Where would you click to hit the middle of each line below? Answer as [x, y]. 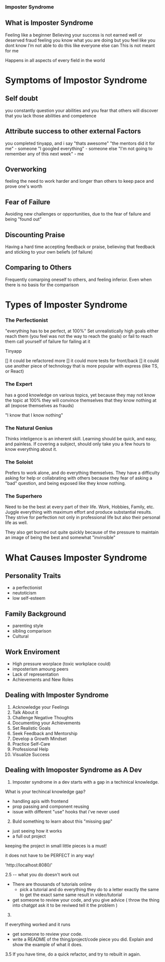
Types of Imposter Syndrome [66, 304]
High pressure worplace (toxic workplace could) [61, 664]
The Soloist [19, 462]
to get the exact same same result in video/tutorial [71, 895]
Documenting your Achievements [46, 723]
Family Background [36, 614]
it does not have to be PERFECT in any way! [50, 855]
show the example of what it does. [47, 944]
